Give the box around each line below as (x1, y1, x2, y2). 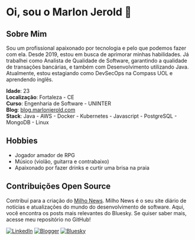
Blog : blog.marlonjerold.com (6, 106, 76, 113)
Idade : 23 (6, 87, 30, 94)
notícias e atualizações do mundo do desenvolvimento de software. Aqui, (6, 203, 185, 210)
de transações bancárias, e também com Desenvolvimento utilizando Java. (6, 63, 189, 70)
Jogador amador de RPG (14, 151, 76, 158)
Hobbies (6, 136, 38, 146)
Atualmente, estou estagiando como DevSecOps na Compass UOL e (6, 70, 173, 76)
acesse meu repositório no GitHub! (6, 216, 91, 223)
